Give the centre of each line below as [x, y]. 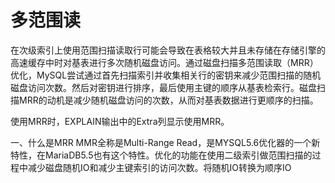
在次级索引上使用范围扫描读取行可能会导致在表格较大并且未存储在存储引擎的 [168, 50]
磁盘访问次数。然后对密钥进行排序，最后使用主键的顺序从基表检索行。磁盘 [163, 87]
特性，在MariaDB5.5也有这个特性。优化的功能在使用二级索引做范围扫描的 [161, 155]
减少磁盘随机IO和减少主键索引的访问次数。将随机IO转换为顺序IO [159, 167]
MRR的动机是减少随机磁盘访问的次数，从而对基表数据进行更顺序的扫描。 [168, 100]
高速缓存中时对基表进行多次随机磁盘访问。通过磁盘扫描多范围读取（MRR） [164, 62]
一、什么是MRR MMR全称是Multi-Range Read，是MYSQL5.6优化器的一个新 [165, 142]
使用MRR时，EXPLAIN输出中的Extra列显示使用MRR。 [120, 121]
